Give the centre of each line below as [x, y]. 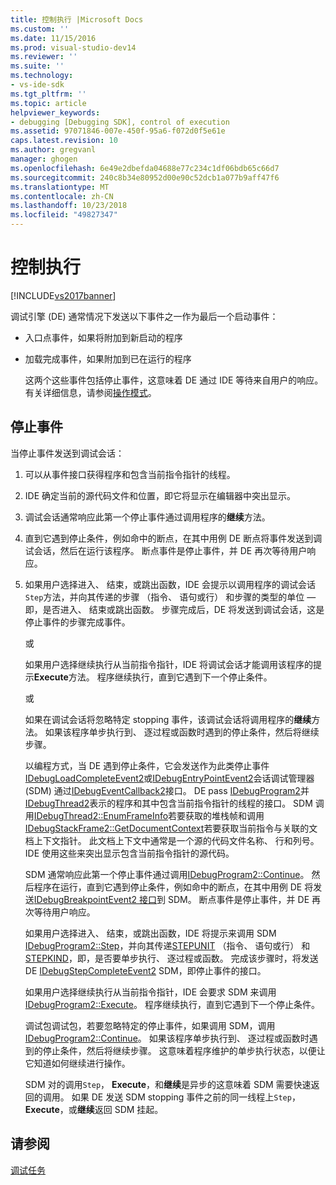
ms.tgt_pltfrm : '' [48, 94]
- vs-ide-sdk [37, 85]
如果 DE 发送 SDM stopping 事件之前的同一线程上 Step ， [186, 1097]
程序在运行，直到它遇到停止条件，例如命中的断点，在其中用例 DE [168, 887]
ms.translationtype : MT [60, 187]
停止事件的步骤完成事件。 [77, 622]
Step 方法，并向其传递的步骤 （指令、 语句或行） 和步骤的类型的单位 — [170, 597]
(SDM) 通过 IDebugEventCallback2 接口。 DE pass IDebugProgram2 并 [167, 790]
